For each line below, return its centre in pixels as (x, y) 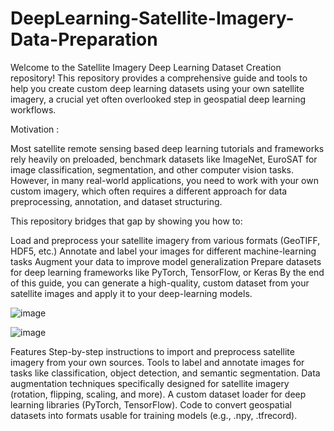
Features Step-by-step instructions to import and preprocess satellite (152, 351)
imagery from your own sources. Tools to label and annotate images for (157, 362)
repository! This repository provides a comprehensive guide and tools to (159, 78)
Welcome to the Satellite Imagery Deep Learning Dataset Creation (146, 67)
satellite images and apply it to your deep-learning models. (131, 293)
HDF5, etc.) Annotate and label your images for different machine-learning (163, 251)
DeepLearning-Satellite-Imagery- (152, 18)
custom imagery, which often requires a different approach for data (149, 191)
